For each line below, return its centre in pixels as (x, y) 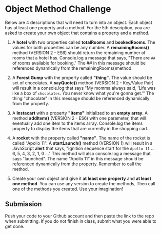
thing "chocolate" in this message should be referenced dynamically (81, 98)
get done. (15, 226)
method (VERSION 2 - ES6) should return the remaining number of (79, 53)
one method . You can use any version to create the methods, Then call (83, 183)
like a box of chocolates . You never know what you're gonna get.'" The (83, 93)
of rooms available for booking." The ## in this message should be (79, 63)
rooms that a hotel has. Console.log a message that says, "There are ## (84, 58)
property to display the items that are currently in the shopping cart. (80, 128)
